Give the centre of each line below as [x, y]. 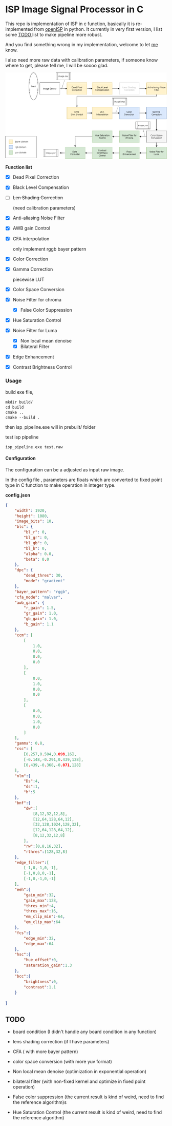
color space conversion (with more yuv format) [62, 1061]
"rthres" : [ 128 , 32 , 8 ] [46, 852]
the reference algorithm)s [40, 1102]
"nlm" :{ [23, 776]
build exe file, [19, 392]
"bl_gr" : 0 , [37, 538]
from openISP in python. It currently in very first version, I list [98, 29]
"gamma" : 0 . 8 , [29, 743]
